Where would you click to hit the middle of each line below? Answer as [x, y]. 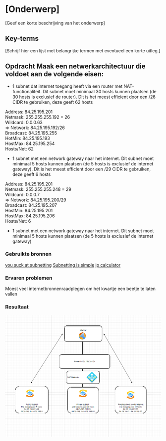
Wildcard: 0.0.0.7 [23, 194]
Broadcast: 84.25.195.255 [31, 133]
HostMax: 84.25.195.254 [30, 144]
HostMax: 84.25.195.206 [30, 216]
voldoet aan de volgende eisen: [55, 74]
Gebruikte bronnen [28, 254]
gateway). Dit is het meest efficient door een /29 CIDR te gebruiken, [82, 169]
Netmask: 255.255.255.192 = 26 [38, 117]
